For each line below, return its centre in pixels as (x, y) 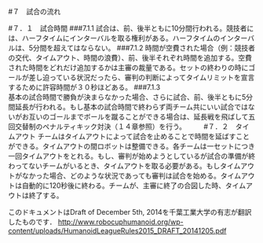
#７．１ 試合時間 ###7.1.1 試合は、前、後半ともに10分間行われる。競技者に (131, 28)
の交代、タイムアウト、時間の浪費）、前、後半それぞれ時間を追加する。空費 (130, 58)
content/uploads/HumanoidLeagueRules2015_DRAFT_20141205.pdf (117, 231)
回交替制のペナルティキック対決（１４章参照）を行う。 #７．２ (119, 127)
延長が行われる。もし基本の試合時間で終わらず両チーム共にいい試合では (131, 107)
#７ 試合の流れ (35, 11)
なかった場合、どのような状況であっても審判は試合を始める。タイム (131, 176)
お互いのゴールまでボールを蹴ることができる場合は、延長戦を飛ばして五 (139, 117)
